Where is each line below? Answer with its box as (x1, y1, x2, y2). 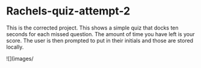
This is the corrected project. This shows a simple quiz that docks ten (6, 24, 179, 31)
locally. (6, 43, 24, 51)
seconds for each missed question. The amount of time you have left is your (6, 30, 195, 37)
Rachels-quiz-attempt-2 (6, 4, 131, 18)
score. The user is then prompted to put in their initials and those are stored (6, 37, 194, 44)
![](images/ (6, 55, 34, 62)
